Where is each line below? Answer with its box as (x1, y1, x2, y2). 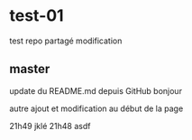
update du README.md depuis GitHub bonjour (9, 85, 183, 96)
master (9, 61, 50, 77)
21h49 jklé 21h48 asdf (9, 120, 91, 131)
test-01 (9, 5, 65, 26)
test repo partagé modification (9, 35, 123, 46)
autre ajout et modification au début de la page (9, 103, 184, 114)
